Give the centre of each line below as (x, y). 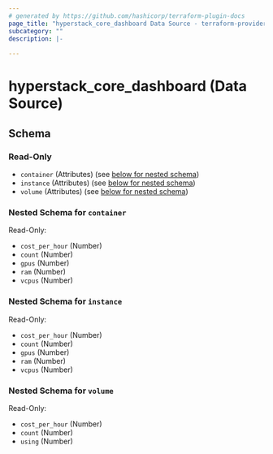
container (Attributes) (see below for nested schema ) (110, 174)
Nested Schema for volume (61, 391)
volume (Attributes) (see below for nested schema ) (104, 191)
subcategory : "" (36, 31)
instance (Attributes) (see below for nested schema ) (108, 183)
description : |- (36, 39)
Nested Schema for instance (65, 301)
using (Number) (46, 441)
